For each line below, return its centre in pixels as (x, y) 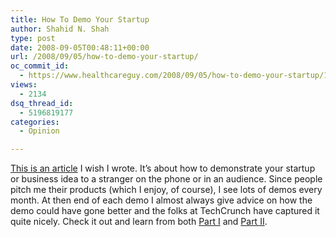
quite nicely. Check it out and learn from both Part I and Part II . (139, 222)
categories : (35, 122)
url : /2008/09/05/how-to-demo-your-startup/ (104, 57)
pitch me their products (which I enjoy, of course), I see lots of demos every (166, 190)
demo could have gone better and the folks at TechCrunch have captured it (165, 211)
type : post (33, 38)
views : (24, 85)
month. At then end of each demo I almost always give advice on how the (161, 200)
